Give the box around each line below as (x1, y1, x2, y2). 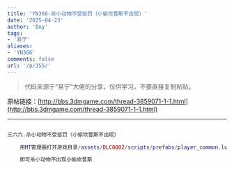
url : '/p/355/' (7, 62, 52, 69)
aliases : (7, 43, 33, 50)
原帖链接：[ (7, 97, 40, 105)
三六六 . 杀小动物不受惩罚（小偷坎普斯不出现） (7, 131, 120, 138)
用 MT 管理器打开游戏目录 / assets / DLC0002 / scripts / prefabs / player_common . (19, 144, 221, 151)
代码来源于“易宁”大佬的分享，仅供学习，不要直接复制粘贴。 (24, 82, 195, 91)
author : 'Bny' (7, 23, 49, 30)
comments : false (7, 56, 54, 63)
